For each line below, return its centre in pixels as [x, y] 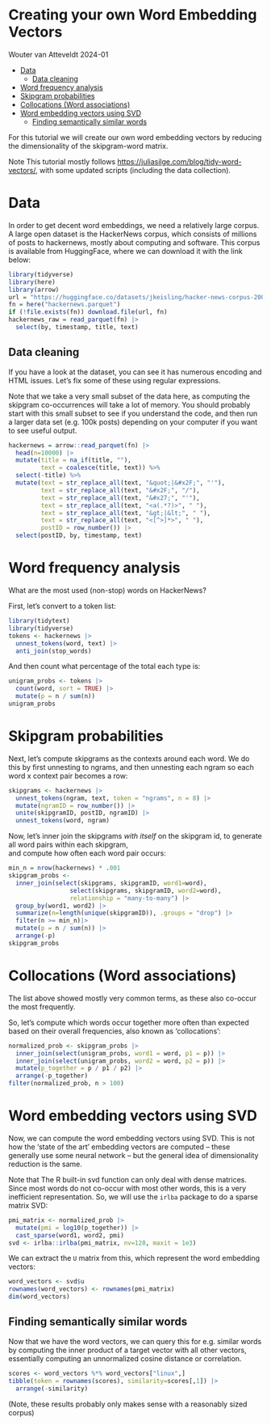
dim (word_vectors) [39, 1297]
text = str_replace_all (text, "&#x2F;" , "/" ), [120, 490]
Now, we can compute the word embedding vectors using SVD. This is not [132, 1138]
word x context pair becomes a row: [68, 776]
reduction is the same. [46, 1164]
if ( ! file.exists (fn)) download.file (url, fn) [88, 312]
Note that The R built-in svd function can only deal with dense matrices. [128, 1179]
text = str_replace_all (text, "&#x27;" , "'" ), [120, 498]
